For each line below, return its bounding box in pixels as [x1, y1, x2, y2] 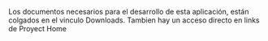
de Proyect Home [8, 24, 67, 33]
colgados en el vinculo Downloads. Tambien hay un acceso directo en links [8, 15, 260, 25]
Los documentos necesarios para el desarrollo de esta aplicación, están [8, 7, 249, 16]
